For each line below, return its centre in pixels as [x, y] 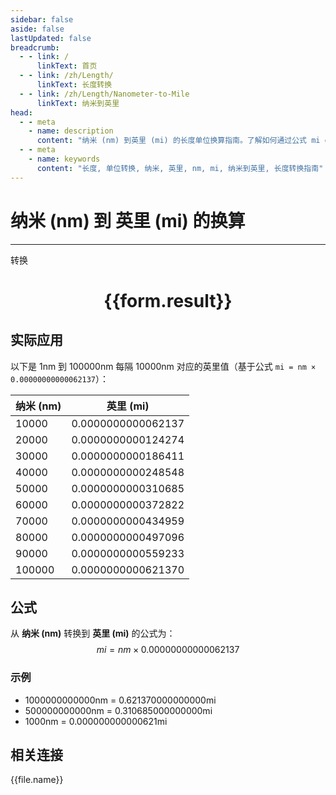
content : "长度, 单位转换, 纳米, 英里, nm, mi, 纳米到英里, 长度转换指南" [180, 168]
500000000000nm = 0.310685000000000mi [118, 710]
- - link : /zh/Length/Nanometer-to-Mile [104, 94]
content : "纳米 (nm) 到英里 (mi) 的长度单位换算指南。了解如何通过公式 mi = [183, 141]
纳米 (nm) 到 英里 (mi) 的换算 [128, 220]
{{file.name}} [37, 780]
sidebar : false [42, 19]
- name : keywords [64, 159]
